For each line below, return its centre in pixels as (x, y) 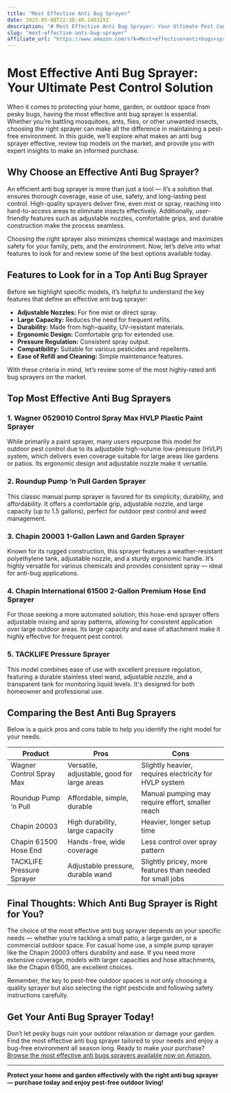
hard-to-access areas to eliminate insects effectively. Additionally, (101, 211)
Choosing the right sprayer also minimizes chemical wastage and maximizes (115, 239)
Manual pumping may (176, 794)
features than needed (176, 870)
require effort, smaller (176, 803)
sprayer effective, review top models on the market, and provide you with (111, 144)
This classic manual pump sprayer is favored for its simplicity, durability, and (115, 496)
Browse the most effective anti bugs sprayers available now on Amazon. (109, 1055)
